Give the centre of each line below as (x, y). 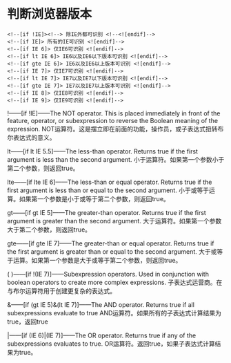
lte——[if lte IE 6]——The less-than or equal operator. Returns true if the (110, 182)
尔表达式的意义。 (31, 137)
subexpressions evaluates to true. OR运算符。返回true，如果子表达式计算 (111, 344)
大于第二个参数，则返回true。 (49, 230)
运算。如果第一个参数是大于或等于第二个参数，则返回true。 (97, 260)
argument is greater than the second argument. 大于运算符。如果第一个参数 (114, 221)
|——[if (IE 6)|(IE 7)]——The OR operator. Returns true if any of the (102, 335)
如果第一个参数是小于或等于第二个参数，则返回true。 (94, 198)
